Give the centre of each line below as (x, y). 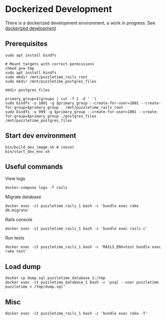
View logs (15, 179)
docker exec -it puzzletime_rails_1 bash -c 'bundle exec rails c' (77, 229)
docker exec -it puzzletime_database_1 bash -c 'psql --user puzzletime (82, 282)
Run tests (15, 238)
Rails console (19, 220)
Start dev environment (41, 136)
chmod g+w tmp (20, 68)
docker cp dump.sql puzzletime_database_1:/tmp (55, 278)
